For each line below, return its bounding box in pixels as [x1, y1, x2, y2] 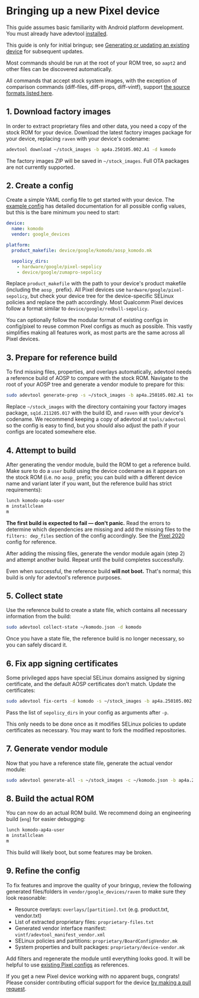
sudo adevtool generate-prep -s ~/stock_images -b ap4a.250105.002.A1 [6, 392, 184, 398]
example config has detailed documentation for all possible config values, [6, 202, 187, 210]
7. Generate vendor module [6, 744, 108, 754]
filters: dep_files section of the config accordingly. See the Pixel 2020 [6, 532, 185, 539]
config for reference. [6, 538, 57, 545]
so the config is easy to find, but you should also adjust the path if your [6, 422, 179, 429]
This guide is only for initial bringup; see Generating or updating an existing [6, 41, 190, 49]
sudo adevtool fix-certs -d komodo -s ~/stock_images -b [6, 698, 150, 704]
